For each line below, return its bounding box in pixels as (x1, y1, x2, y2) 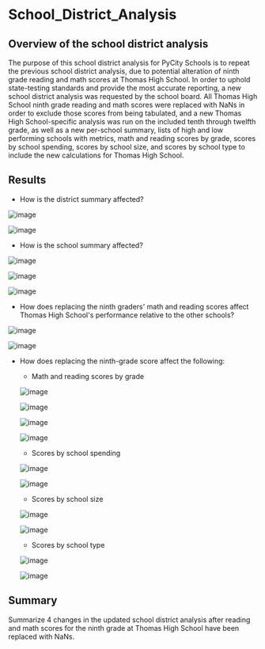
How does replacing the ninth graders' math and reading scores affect (19, 302, 249, 311)
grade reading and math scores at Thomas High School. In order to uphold (8, 75, 251, 84)
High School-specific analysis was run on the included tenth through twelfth (8, 117, 256, 126)
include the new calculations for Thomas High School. (8, 150, 184, 160)
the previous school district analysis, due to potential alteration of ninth (8, 66, 240, 76)
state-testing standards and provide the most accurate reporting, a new (8, 83, 241, 93)
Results (8, 173, 47, 187)
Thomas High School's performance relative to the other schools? (19, 310, 235, 320)
